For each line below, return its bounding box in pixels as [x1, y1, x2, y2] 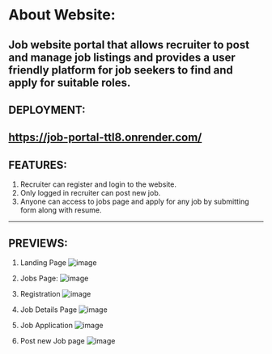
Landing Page [19, 257, 67, 268]
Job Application [19, 320, 73, 330]
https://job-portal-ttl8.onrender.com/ [8, 131, 202, 145]
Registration [19, 289, 61, 298]
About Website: [8, 6, 116, 24]
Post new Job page [19, 335, 85, 345]
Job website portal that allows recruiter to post [8, 38, 249, 52]
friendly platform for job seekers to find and [8, 63, 233, 77]
